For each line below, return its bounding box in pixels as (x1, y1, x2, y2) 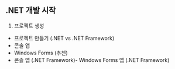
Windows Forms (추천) (13, 49, 68, 56)
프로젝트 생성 (13, 22, 44, 29)
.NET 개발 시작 (5, 5, 56, 16)
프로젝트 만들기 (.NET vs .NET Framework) (13, 34, 115, 42)
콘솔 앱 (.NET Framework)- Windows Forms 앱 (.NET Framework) (13, 56, 170, 63)
